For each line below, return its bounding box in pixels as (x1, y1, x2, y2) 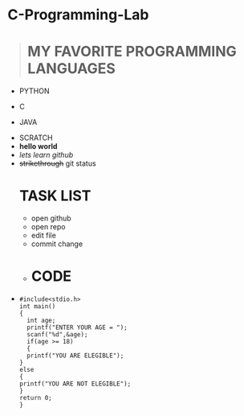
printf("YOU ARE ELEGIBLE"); (26, 352, 124, 360)
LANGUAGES (26, 60, 116, 78)
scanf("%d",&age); (26, 331, 88, 339)
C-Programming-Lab (7, 6, 149, 24)
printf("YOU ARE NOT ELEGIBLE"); (18, 380, 132, 388)
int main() (18, 303, 56, 311)
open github (31, 213, 71, 223)
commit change (31, 239, 83, 249)
